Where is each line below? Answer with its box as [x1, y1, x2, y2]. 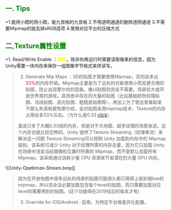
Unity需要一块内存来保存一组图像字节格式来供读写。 [5, 62, 115, 68]
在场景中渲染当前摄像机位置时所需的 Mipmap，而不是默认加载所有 [17, 148, 157, 154]
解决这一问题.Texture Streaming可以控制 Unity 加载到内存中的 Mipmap [17, 135, 166, 142]
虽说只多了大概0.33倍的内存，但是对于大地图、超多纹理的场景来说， [17, 123, 162, 129]
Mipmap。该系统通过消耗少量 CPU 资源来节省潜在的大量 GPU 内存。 [17, 154, 162, 160]
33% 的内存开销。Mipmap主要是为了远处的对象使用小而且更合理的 [25, 80, 164, 86]
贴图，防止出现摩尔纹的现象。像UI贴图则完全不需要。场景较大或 [25, 86, 160, 92]
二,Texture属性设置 [5, 42, 66, 51]
